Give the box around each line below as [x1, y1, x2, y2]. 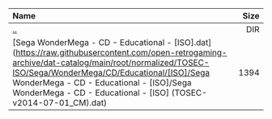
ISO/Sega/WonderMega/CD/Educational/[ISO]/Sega [12, 68, 210, 78]
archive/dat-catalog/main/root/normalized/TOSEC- [12, 57, 210, 68]
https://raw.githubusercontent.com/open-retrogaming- [15, 47, 227, 58]
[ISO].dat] [173, 37, 212, 47]
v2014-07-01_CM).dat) [12, 97, 108, 108]
